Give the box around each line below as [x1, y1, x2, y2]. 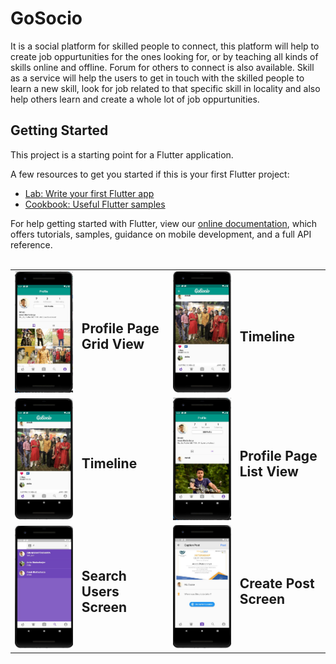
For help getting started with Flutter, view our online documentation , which [10, 217, 318, 229]
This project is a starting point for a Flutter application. [10, 148, 234, 161]
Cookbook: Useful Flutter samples [24, 198, 166, 210]
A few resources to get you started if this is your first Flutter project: [10, 168, 290, 180]
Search [81, 567, 127, 584]
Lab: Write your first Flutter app [24, 187, 155, 199]
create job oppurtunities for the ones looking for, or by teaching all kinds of [10, 50, 319, 62]
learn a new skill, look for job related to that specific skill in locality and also [10, 82, 321, 94]
